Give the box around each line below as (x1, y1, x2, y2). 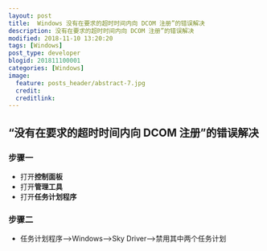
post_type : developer (8, 49, 81, 57)
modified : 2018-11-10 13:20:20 (8, 34, 113, 43)
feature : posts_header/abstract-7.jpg (15, 79, 146, 87)
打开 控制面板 (19, 171, 63, 181)
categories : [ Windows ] (8, 64, 84, 72)
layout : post (8, 11, 52, 20)
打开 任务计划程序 (19, 191, 77, 201)
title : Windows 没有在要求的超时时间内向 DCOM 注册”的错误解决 (8, 19, 205, 27)
